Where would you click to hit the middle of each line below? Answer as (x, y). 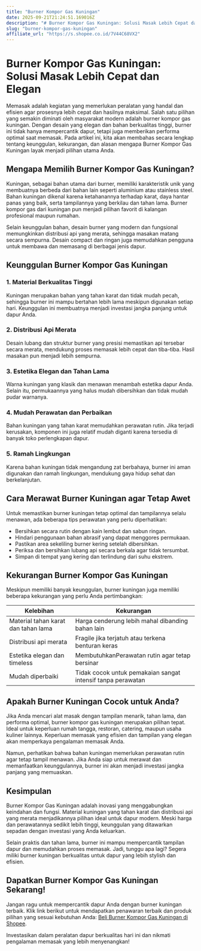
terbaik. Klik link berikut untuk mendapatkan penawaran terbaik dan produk (99, 911)
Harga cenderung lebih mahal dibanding (132, 621)
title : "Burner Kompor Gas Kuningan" (53, 12)
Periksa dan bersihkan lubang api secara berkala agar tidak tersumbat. (102, 550)
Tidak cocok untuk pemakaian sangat (128, 673)
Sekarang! (26, 890)
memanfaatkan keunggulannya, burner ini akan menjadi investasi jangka (95, 766)
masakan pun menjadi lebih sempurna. (54, 356)
